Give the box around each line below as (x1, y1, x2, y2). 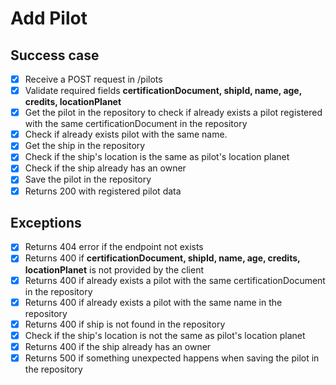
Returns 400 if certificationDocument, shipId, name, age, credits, (24, 252, 301, 264)
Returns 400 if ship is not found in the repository (24, 318, 226, 330)
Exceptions (10, 214, 82, 231)
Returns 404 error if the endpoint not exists (24, 241, 204, 253)
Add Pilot (10, 7, 88, 30)
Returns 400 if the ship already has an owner (24, 340, 212, 352)
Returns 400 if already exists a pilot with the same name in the (24, 296, 283, 308)
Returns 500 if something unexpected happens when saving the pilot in (24, 352, 320, 364)
